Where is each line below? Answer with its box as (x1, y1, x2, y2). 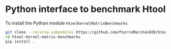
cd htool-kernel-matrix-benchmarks (5, 34, 81, 39)
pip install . (5, 39, 36, 44)
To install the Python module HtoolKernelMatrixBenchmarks (5, 20, 128, 26)
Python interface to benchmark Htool (5, 3, 166, 15)
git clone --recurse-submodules (5, 29, 74, 34)
